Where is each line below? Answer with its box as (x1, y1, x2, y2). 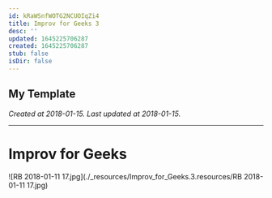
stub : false (8, 49, 49, 58)
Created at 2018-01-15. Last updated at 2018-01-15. (8, 109, 181, 118)
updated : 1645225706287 (8, 34, 89, 43)
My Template (8, 87, 76, 101)
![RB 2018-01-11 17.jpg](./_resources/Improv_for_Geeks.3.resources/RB (8, 171, 243, 181)
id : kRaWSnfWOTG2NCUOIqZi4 (8, 11, 100, 20)
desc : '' (8, 27, 38, 35)
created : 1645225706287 (8, 42, 89, 50)
